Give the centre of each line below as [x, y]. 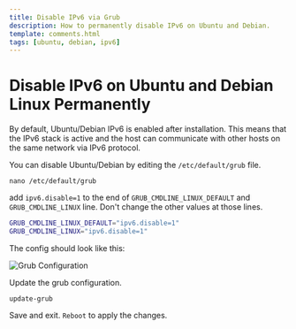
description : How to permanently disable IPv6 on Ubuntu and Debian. [140, 26]
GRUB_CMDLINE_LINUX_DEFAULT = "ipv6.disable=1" [94, 223]
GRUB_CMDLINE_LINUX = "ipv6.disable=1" [79, 232]
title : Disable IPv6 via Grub [65, 17]
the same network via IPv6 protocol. [75, 148]
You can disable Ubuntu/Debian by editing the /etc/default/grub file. [135, 165]
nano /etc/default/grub [53, 181]
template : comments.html [55, 34]
